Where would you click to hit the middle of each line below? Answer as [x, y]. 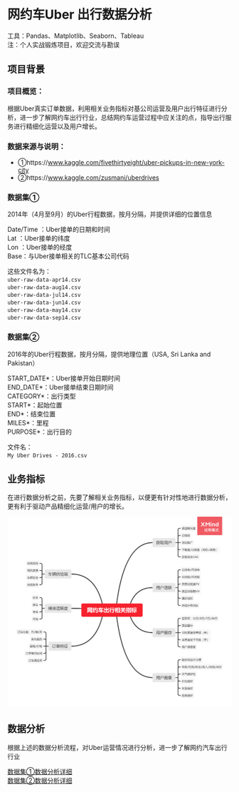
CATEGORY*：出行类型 [42, 396]
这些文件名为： [29, 271]
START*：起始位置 [35, 405]
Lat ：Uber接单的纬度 [39, 238]
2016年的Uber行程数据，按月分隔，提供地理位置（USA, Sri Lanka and [109, 354]
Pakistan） [23, 363]
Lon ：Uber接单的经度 [40, 248]
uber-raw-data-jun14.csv [44, 303]
